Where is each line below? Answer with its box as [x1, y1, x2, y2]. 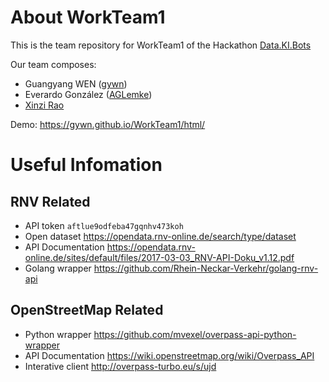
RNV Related [10, 193, 91, 210]
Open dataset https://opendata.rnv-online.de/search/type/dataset [24, 230, 297, 242]
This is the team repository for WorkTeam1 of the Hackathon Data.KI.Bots [10, 39, 312, 51]
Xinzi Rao [24, 99, 65, 111]
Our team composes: [10, 58, 97, 70]
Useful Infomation [10, 154, 163, 176]
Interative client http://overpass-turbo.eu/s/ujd [24, 360, 217, 372]
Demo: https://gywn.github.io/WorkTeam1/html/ [10, 118, 206, 130]
